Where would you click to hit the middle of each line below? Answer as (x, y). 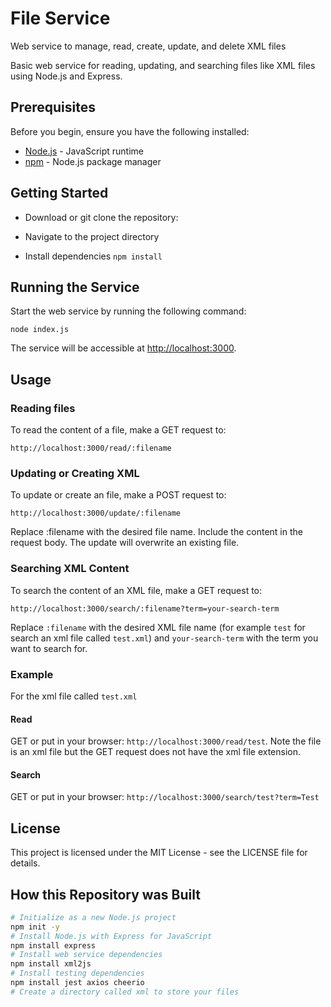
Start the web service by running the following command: (128, 311)
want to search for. (49, 648)
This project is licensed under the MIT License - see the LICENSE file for (159, 853)
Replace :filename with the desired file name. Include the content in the (156, 532)
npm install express (53, 945)
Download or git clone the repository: (101, 217)
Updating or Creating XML (75, 473)
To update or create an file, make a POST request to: (118, 495)
